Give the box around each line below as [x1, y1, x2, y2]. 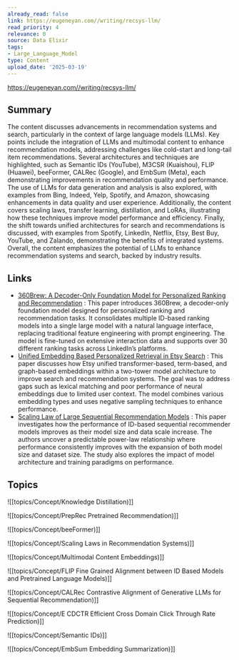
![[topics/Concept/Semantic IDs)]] [7, 631, 107, 639]
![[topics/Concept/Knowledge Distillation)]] [7, 497, 134, 507]
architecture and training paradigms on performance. [17, 458, 175, 467]
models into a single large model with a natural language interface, [17, 322, 214, 330]
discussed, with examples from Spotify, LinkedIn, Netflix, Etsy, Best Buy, [7, 229, 220, 238]
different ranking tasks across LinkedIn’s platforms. [17, 344, 168, 353]
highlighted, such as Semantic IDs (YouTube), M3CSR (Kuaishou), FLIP [7, 161, 215, 169]
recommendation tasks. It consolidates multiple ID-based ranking [17, 314, 210, 323]
